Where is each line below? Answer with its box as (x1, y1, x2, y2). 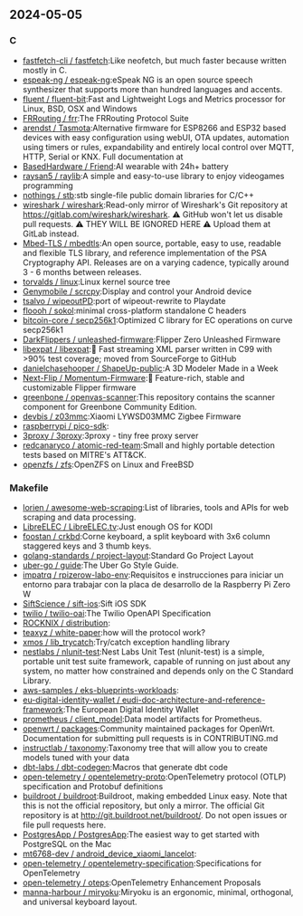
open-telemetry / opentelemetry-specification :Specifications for (22, 857, 262, 868)
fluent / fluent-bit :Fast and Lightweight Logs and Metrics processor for (22, 93, 286, 104)
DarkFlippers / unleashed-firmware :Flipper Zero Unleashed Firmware (22, 334, 281, 345)
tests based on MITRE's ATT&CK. (22, 449, 147, 460)
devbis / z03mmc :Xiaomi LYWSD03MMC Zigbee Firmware (22, 411, 241, 422)
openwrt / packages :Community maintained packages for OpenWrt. (22, 723, 276, 734)
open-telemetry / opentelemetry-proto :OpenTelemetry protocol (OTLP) (22, 771, 287, 782)
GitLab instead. (22, 228, 80, 239)
